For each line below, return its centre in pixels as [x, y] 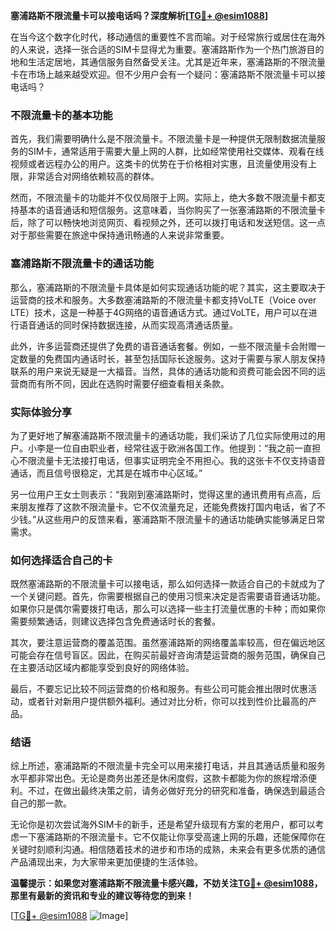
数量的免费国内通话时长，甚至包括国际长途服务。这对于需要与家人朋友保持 [172, 358]
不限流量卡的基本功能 [61, 115]
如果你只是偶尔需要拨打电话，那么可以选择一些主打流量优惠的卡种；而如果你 [168, 609]
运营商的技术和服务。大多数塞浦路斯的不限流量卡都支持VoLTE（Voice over [163, 300]
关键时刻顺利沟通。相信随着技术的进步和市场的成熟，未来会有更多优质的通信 [168, 850]
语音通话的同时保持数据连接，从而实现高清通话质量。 [128, 325]
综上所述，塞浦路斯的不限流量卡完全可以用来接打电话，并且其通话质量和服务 [168, 766]
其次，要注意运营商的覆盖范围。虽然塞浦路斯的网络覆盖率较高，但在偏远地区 [168, 643]
